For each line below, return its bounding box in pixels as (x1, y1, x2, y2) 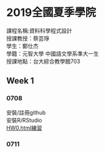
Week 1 (6, 76, 34, 86)
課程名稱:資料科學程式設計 (6, 27, 73, 34)
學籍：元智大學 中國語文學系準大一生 (6, 50, 99, 57)
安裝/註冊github (6, 108, 46, 116)
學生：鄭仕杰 (6, 42, 38, 50)
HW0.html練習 (6, 124, 43, 132)
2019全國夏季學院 (6, 6, 96, 20)
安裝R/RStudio (6, 116, 43, 124)
